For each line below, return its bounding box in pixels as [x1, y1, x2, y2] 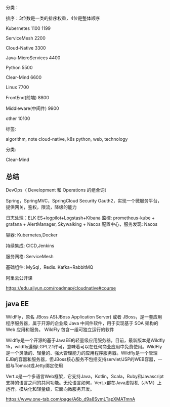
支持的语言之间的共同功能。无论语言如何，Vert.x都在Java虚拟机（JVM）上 [6, 379, 162, 386]
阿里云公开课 [6, 275, 32, 281]
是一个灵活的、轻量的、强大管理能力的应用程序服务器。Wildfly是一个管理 [6, 350, 158, 356]
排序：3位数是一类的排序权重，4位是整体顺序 [6, 15, 100, 21]
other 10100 [6, 115, 30, 121]
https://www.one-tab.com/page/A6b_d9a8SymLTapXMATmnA [6, 396, 136, 402]
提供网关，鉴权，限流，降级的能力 [6, 204, 77, 210]
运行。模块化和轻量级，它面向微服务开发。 [6, 386, 95, 392]
